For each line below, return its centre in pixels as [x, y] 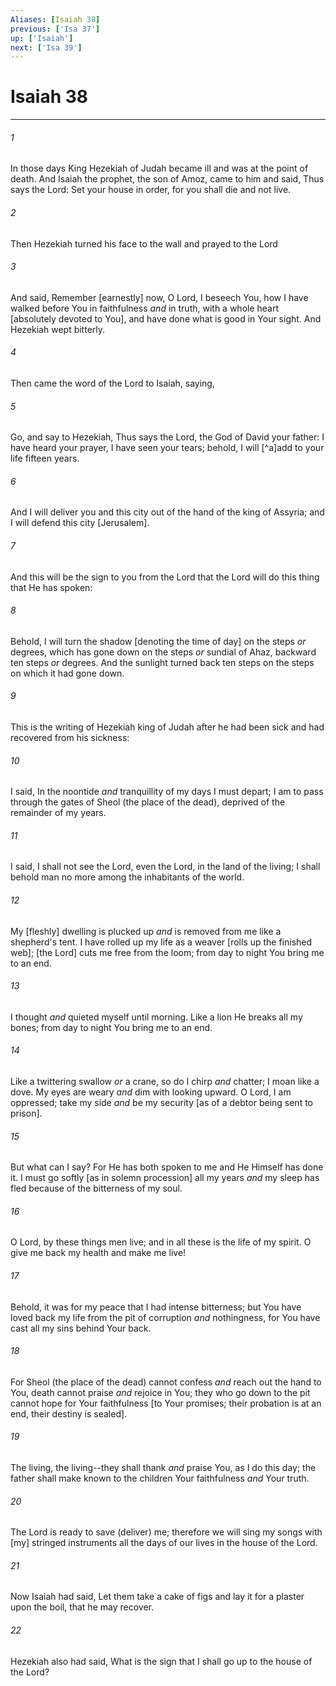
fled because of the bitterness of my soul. [96, 1188]
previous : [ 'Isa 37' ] [55, 29]
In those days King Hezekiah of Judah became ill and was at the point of [159, 168]
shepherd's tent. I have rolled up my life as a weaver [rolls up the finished [161, 942]
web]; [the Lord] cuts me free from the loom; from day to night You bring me [167, 952]
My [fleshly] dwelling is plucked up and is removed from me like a [146, 931]
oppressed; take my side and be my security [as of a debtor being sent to [161, 1103]
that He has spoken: [51, 587]
